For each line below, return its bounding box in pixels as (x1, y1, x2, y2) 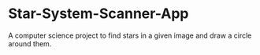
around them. (8, 38, 52, 48)
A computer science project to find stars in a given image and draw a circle (8, 31, 252, 40)
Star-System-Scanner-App (8, 5, 189, 23)
